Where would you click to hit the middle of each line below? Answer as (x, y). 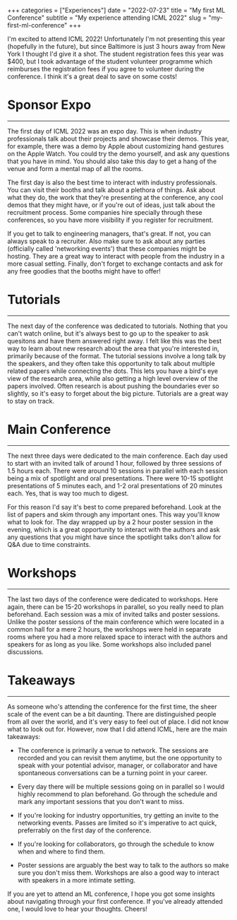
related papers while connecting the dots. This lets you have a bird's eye (113, 371)
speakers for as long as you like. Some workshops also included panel (109, 644)
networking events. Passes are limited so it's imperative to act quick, (117, 822)
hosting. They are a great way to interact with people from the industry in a (116, 256)
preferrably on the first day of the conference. (84, 830)
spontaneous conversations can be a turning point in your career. (113, 772)
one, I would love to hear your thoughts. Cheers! (78, 909)
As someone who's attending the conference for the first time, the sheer (112, 707)
